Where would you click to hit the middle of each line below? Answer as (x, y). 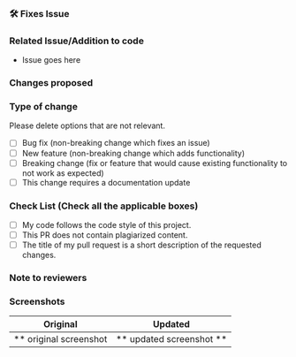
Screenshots (37, 301)
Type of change (43, 107)
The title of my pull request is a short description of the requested (142, 245)
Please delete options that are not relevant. (87, 125)
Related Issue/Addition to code (76, 41)
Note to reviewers (48, 278)
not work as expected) (63, 173)
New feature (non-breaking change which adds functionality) (133, 153)
